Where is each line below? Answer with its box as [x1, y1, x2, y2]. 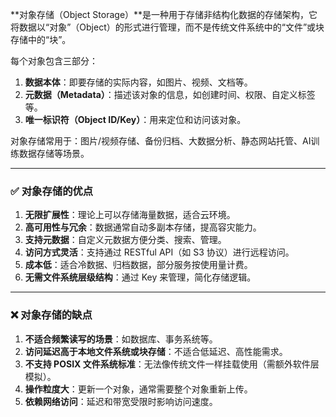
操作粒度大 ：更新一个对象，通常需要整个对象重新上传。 [24, 383, 253, 395]
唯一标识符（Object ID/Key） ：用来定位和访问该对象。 [24, 114, 247, 125]
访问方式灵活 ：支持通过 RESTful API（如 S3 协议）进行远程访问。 [24, 246, 295, 258]
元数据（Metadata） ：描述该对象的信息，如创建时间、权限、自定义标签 [24, 89, 316, 100]
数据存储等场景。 [18, 148, 90, 159]
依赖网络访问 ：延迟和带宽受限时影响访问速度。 [24, 395, 218, 407]
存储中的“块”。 [10, 34, 72, 45]
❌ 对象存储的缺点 [10, 308, 93, 322]
